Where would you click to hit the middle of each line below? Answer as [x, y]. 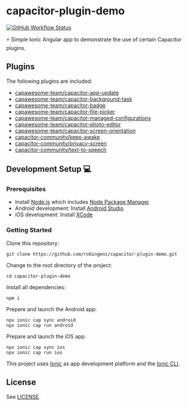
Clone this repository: [33, 243]
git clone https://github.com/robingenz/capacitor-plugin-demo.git [92, 254]
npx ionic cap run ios [34, 352]
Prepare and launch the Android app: [52, 309]
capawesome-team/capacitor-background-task [73, 99]
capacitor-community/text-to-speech [61, 150]
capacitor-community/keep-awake [57, 137]
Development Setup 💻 [49, 169]
